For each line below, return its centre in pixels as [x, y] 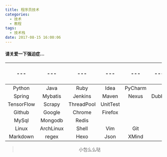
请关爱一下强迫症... [25, 54]
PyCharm [135, 88]
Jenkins [82, 96]
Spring [21, 96]
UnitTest [110, 104]
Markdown [21, 137]
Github [21, 112]
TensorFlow [21, 104]
